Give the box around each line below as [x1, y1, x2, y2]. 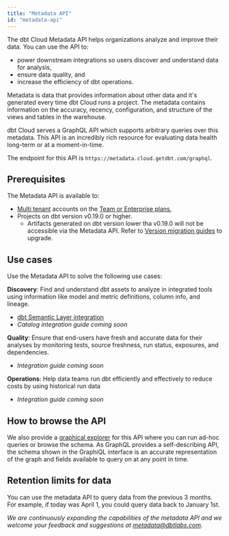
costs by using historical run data [7, 382, 101, 390]
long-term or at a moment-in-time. [7, 140, 104, 149]
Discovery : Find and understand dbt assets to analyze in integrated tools [7, 285, 213, 294]
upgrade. [27, 234, 53, 242]
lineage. [7, 300, 29, 308]
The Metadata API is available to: [7, 192, 100, 200]
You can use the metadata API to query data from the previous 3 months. [7, 493, 213, 501]
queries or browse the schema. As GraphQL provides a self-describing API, [7, 440, 219, 448]
